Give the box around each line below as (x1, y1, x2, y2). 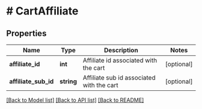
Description (104, 46, 138, 54)
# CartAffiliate (6, 4, 79, 18)
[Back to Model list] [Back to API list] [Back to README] (6, 96, 144, 104)
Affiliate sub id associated (82, 73, 156, 82)
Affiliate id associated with (82, 56, 158, 64)
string (59, 77, 77, 86)
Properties (6, 28, 47, 39)
